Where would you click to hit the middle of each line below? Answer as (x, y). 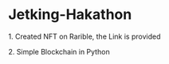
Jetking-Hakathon (70, 15)
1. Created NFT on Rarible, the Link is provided (84, 36)
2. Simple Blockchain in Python (59, 51)
